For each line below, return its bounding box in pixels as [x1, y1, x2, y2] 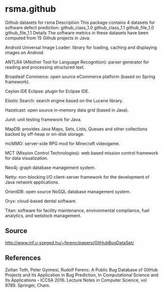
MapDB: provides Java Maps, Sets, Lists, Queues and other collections [5, 126, 148, 132]
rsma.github [5, 3, 56, 15]
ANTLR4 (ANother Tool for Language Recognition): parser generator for [5, 59, 149, 65]
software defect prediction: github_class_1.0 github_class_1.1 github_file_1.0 [5, 24, 154, 30]
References [5, 254, 41, 262]
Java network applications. [5, 179, 60, 185]
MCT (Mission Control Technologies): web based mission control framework [5, 150, 159, 156]
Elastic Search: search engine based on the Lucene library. [5, 97, 123, 103]
